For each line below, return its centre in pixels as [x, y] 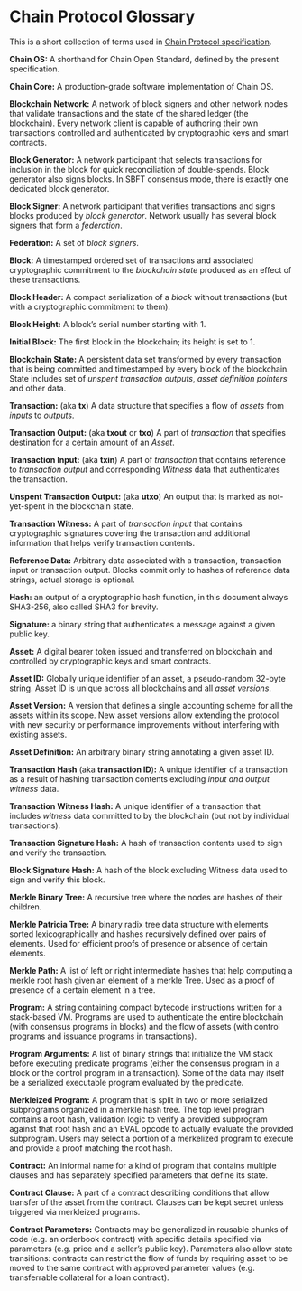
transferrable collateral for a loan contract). [89, 1277]
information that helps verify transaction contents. [102, 542]
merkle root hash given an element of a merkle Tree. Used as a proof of [142, 980]
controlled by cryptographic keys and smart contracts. [110, 661]
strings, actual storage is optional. [72, 580]
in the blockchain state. [90, 506]
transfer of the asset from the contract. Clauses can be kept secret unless [146, 1202]
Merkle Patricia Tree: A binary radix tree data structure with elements [139, 924]
